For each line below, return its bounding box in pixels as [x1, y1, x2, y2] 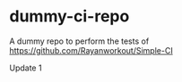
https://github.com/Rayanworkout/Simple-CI [9, 45, 173, 55]
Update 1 [9, 62, 42, 73]
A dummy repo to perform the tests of [9, 36, 150, 46]
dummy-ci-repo [9, 6, 130, 27]
